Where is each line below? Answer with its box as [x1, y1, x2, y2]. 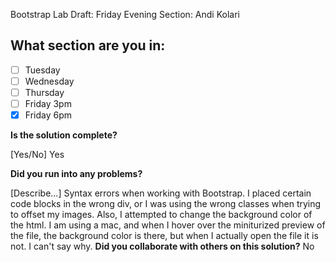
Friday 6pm [24, 109, 72, 121]
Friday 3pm [24, 98, 72, 109]
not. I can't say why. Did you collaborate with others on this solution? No [10, 240, 315, 253]
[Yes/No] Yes [10, 149, 65, 161]
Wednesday [24, 75, 75, 87]
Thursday [24, 86, 65, 98]
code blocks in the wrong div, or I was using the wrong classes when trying [10, 198, 322, 210]
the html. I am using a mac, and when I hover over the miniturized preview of [10, 219, 326, 231]
